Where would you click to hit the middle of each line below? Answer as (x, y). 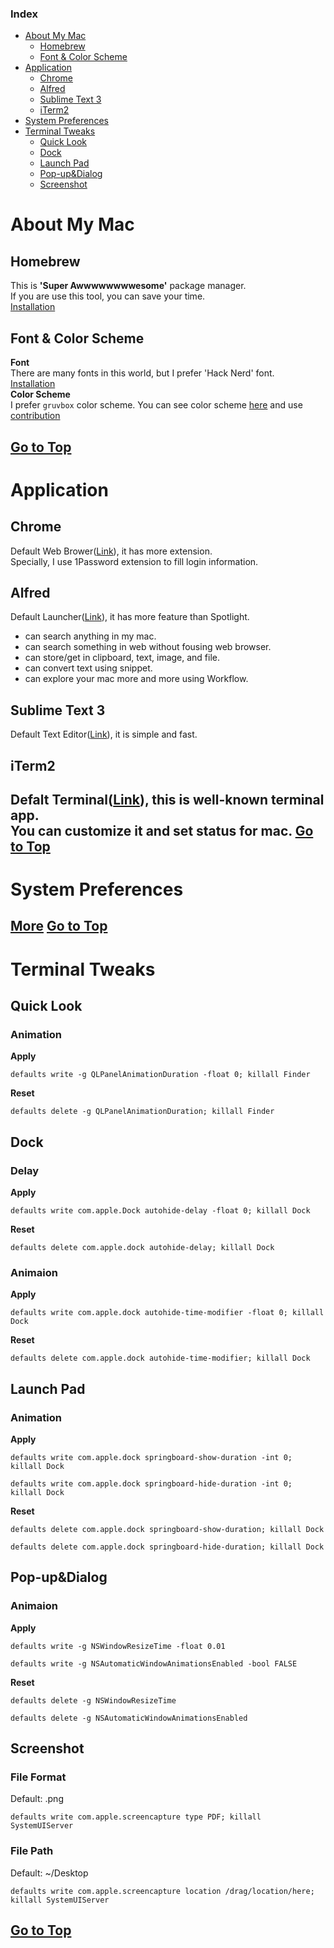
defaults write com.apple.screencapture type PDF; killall (136, 1817)
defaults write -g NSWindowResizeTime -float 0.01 (118, 1646)
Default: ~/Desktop (49, 1873)
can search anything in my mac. (90, 636)
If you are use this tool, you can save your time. (108, 296)
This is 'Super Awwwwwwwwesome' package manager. (128, 286)
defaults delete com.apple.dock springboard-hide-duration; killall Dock (167, 1547)
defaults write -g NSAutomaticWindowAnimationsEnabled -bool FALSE (154, 1663)
